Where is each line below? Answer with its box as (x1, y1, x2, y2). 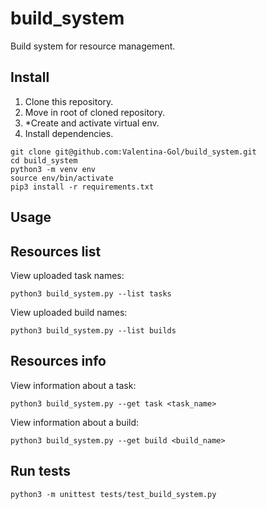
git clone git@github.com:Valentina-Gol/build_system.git (10, 147, 257, 157)
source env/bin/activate (10, 173, 114, 183)
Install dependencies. (24, 127, 114, 139)
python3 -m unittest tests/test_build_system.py (10, 489, 217, 499)
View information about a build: (10, 416, 140, 428)
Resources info (10, 353, 107, 370)
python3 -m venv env (10, 164, 97, 174)
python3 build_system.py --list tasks (10, 288, 172, 299)
